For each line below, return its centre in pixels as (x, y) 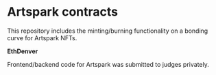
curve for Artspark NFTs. (42, 37)
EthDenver (23, 51)
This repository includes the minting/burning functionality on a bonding (108, 31)
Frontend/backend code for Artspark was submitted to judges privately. (108, 64)
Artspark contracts (63, 12)
